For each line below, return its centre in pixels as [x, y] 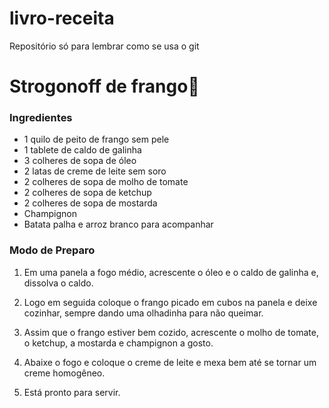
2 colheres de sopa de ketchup [87, 193]
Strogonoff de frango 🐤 [104, 86]
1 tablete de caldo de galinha [82, 150]
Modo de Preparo [52, 250]
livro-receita [62, 18]
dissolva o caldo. [58, 283]
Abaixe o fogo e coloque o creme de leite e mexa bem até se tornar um [170, 362]
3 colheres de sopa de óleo [80, 161]
